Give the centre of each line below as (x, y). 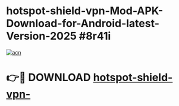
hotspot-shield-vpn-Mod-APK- (85, 11)
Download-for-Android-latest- (83, 23)
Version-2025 (42, 36)
